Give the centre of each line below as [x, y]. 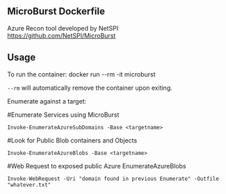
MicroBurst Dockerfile [56, 11]
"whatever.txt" [29, 185]
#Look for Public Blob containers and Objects [72, 140]
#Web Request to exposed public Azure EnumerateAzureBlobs [97, 165]
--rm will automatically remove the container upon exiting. [90, 88]
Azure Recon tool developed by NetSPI [63, 28]
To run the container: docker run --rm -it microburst [81, 74]
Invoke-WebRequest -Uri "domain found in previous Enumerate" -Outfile [113, 179]
